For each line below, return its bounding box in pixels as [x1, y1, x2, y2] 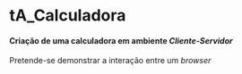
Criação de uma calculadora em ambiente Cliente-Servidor [9, 35, 233, 45]
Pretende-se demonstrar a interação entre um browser [9, 55, 212, 66]
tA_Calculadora [9, 5, 126, 26]
